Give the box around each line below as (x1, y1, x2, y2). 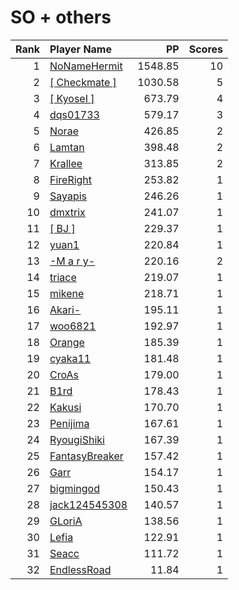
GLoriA (49, 514, 83, 528)
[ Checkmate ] (49, 75, 117, 89)
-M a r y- (49, 254, 96, 268)
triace (49, 270, 77, 284)
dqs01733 (49, 107, 100, 121)
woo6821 (49, 319, 97, 333)
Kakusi (49, 400, 82, 414)
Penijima (49, 416, 90, 430)
